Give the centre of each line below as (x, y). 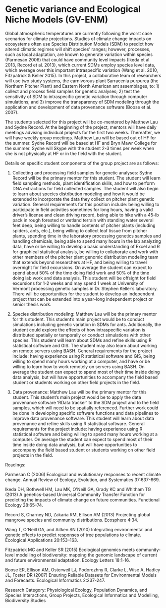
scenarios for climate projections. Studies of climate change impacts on (78, 39)
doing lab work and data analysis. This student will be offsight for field (84, 278)
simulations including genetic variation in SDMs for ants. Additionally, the (87, 324)
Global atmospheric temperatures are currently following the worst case (79, 33)
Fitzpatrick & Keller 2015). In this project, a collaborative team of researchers (83, 75)
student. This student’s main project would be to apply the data (77, 397)
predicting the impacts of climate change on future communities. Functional (83, 499)
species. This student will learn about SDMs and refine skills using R (82, 340)
